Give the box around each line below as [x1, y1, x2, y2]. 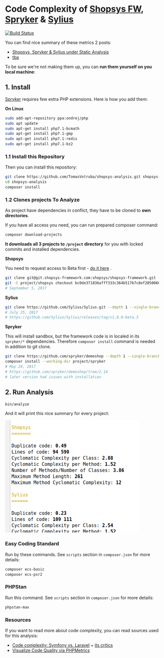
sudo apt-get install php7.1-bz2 [5, 142, 73, 146]
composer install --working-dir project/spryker [5, 359, 106, 364]
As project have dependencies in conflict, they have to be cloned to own [5, 207, 151, 214]
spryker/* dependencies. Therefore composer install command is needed [5, 339, 155, 344]
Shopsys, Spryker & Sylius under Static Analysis [12, 49, 109, 55]
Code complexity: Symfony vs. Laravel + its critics [12, 642, 113, 648]
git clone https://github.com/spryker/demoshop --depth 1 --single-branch [5, 354, 161, 359]
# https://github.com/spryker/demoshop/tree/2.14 [5, 369, 108, 374]
